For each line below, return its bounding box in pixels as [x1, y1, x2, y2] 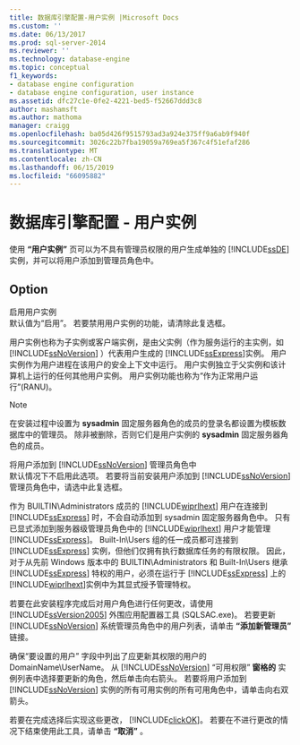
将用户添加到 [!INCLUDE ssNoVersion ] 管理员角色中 [9, 459, 197, 470]
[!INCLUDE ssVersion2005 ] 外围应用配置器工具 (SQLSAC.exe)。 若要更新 [9, 610, 276, 620]
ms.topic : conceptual [9, 64, 90, 73]
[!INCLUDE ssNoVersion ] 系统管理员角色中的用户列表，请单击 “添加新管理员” [9, 621, 292, 631]
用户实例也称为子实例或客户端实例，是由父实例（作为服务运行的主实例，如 [9, 337, 284, 347]
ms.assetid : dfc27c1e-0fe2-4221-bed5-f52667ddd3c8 [9, 96, 202, 106]
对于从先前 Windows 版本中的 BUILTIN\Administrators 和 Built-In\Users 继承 [9, 557, 288, 567]
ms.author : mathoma [9, 113, 82, 122]
